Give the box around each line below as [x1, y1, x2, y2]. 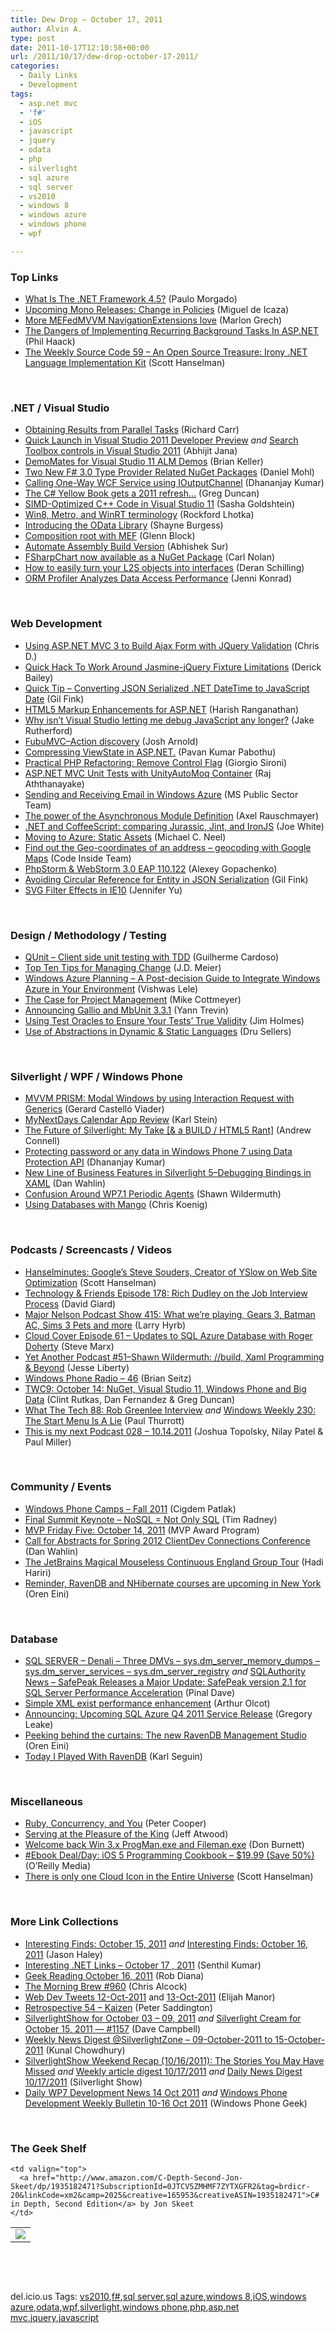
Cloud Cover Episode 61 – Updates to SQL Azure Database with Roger [24, 1329, 313, 1341]
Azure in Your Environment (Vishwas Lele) [24, 982, 199, 995]
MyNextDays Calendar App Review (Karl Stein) [24, 1114, 218, 1126]
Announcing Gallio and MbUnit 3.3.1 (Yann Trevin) [24, 1004, 229, 1016]
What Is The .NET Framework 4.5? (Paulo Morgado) [24, 293, 238, 305]
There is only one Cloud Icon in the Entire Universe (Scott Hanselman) [24, 1871, 314, 1883]
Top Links [10, 270, 59, 284]
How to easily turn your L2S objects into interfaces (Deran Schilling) [24, 562, 305, 574]
